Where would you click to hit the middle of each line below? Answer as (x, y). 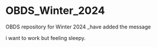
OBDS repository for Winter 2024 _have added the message (78, 27)
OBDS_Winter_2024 (55, 11)
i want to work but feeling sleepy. (46, 38)
